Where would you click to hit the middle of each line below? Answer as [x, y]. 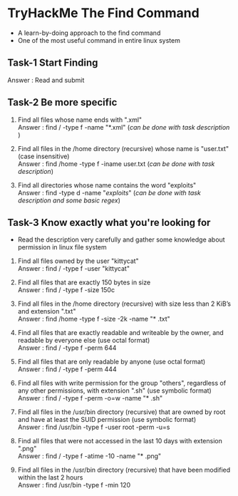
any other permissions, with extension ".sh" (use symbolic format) [114, 391]
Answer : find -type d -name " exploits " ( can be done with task [109, 192]
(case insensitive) [43, 156]
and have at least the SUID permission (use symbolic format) [107, 420]
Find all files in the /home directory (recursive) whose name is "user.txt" [123, 148]
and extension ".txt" [47, 311]
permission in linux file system [62, 247]
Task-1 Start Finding [53, 63]
